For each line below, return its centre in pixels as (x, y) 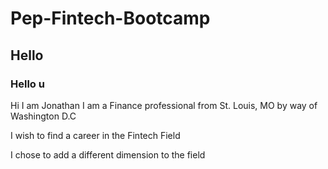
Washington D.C (43, 116)
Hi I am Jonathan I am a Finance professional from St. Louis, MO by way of (164, 105)
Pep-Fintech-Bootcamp (110, 18)
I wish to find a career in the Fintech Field (95, 135)
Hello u (27, 84)
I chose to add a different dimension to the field (108, 154)
